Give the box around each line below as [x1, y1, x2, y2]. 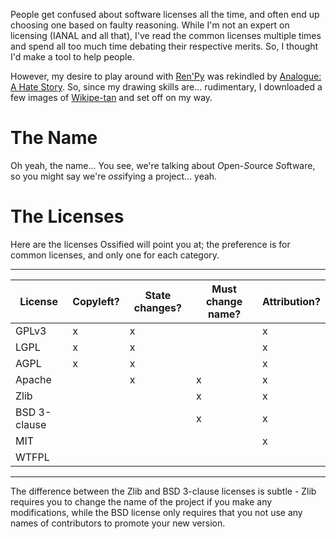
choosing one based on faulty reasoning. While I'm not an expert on [10, 19, 290, 31]
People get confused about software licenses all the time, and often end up [10, 9, 320, 20]
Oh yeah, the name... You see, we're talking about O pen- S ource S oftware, [10, 159, 316, 171]
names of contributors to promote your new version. [10, 517, 226, 529]
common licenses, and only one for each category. [10, 249, 220, 261]
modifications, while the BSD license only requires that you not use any [10, 506, 303, 518]
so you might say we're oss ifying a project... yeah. [10, 170, 218, 182]
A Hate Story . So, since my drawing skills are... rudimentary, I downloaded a [10, 81, 323, 93]
